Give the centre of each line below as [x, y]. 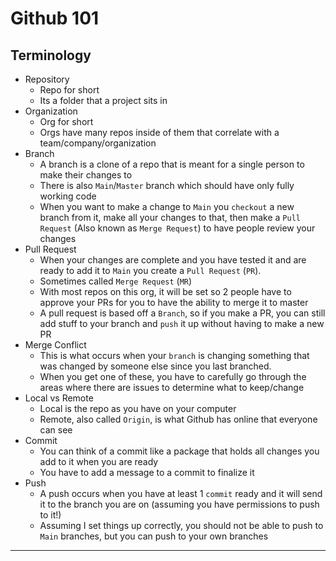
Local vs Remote [59, 398]
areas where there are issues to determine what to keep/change [172, 387]
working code [68, 196]
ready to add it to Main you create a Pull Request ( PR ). [150, 270]
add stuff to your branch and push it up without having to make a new [182, 323]
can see [56, 430]
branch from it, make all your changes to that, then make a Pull [170, 217]
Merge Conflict [55, 345]
